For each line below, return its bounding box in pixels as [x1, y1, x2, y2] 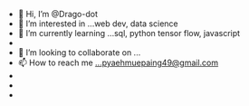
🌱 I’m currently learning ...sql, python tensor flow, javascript [17, 28, 241, 38]
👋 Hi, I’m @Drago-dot [17, 9, 98, 19]
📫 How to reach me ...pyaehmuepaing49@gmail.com [17, 57, 219, 68]
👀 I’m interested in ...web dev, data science [17, 18, 178, 29]
